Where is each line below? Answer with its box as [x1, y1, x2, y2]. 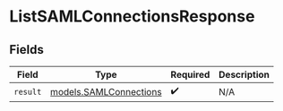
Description [219, 69, 270, 81]
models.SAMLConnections [50, 85, 163, 98]
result [13, 87, 42, 97]
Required [170, 69, 210, 81]
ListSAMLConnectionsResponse [9, 6, 255, 27]
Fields [9, 42, 45, 57]
